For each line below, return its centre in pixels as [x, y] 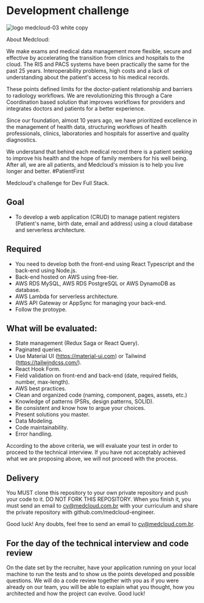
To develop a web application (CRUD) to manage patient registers [97, 217]
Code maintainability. [41, 428]
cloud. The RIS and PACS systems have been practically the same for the [98, 64]
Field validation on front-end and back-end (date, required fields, [97, 376]
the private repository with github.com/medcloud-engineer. [81, 512]
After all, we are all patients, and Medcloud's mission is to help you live [95, 164]
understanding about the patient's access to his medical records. [88, 77]
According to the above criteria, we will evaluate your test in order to [92, 446]
